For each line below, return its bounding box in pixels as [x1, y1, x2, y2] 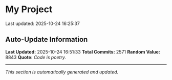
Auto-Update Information [5, 35, 88, 44]
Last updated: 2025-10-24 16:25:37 [5, 20, 80, 26]
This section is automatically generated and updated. [5, 69, 119, 75]
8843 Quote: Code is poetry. [5, 54, 67, 60]
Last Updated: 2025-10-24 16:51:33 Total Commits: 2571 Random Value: [5, 48, 160, 55]
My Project [5, 4, 53, 15]
